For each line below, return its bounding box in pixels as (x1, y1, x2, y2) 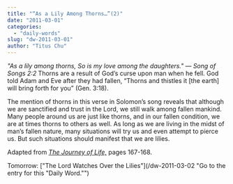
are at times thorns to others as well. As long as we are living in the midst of (7, 120, 225, 128)
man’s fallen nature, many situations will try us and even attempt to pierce (7, 127, 218, 135)
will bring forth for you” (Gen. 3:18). (7, 84, 110, 92)
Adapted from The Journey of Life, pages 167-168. (7, 148, 152, 156)
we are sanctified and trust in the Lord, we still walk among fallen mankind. (7, 105, 222, 113)
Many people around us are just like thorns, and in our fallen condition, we (7, 112, 220, 121)
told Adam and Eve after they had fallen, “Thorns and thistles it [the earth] (7, 77, 220, 84)
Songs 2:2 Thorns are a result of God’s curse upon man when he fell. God (7, 69, 219, 77)
